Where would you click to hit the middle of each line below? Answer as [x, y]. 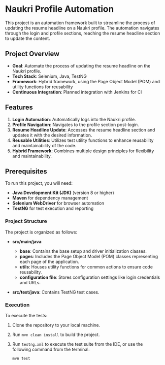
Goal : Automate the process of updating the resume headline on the [81, 66]
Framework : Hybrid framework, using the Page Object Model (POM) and [86, 81]
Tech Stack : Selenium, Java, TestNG [49, 76]
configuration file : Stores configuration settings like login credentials [90, 277]
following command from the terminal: [51, 349]
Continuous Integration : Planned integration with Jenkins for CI [77, 92]
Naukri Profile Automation [60, 9]
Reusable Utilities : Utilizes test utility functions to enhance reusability [83, 140]
